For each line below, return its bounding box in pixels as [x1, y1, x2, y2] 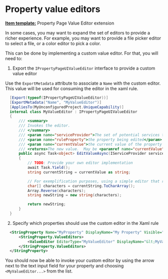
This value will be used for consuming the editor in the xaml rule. [5, 85, 138, 91]
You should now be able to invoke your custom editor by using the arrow [5, 257, 154, 263]
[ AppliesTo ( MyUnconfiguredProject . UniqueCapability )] [9, 104, 124, 110]
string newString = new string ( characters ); [27, 193, 122, 198]
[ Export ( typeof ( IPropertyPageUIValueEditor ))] [9, 95, 108, 100]
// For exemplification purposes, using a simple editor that [27, 179, 160, 184]
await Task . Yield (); [27, 165, 70, 170]
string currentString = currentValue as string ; [27, 169, 131, 175]
